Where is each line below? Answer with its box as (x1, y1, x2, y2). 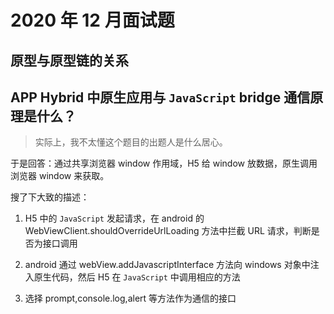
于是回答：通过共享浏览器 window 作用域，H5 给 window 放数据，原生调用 (10, 157, 318, 170)
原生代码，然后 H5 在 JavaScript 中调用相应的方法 (33, 271, 241, 283)
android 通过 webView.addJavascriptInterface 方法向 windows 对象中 (24, 259, 311, 271)
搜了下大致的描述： (10, 191, 90, 203)
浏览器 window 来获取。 (10, 170, 110, 182)
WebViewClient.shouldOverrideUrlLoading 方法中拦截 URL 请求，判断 (24, 225, 312, 237)
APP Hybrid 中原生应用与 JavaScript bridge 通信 (10, 89, 311, 106)
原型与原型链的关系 (10, 52, 129, 69)
